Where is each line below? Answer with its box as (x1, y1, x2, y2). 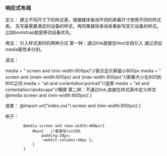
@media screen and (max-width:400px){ (23, 123, 105, 129)
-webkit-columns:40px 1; (41, 137, 94, 143)
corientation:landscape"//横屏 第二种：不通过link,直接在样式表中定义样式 (5, 87, 156, 93)
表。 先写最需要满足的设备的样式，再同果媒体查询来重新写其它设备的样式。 (5, 23, 161, 29)
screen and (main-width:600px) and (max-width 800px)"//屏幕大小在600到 (5, 74, 162, 80)
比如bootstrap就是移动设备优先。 (5, 29, 74, 36)
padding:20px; (41, 133, 71, 138)
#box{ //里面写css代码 (32, 129, 81, 134)
